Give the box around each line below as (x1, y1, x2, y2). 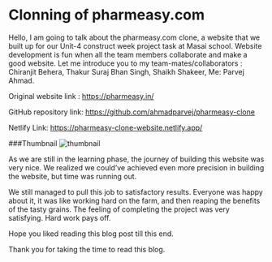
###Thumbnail (8, 138, 58, 148)
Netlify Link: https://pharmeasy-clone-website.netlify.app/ (8, 122, 203, 132)
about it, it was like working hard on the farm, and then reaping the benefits (8, 195, 261, 205)
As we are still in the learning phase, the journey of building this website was (8, 154, 265, 164)
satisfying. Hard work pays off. (8, 213, 111, 222)
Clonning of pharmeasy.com (8, 6, 205, 24)
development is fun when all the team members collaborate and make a (8, 49, 248, 59)
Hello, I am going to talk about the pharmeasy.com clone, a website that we (8, 32, 261, 42)
